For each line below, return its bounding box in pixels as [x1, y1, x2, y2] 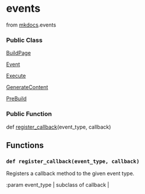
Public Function [6, 110, 52, 118]
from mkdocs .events [6, 21, 56, 28]
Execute [6, 73, 26, 80]
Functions [6, 140, 44, 150]
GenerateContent [6, 84, 49, 91]
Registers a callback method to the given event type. [6, 170, 135, 177]
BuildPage [6, 50, 31, 57]
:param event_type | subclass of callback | [6, 182, 109, 189]
